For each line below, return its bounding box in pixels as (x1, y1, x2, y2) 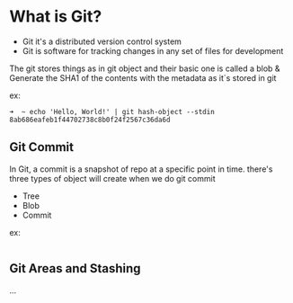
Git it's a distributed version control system (22, 36, 182, 47)
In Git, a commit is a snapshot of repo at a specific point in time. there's (9, 164, 273, 174)
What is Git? (9, 6, 102, 27)
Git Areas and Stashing (9, 261, 141, 276)
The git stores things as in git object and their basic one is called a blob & (9, 63, 280, 74)
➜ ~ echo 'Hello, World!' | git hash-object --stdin (9, 107, 216, 116)
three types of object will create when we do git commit (9, 173, 216, 183)
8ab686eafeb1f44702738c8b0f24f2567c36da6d (9, 115, 171, 124)
